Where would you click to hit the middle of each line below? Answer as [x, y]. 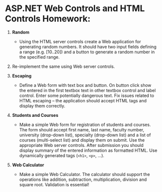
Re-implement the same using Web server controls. [63, 66]
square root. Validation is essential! [54, 184]
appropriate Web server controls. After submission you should [81, 145]
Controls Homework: [48, 19]
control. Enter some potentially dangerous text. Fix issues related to [87, 96]
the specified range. [39, 57]
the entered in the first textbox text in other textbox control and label [88, 90]
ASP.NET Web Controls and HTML [75, 8]
